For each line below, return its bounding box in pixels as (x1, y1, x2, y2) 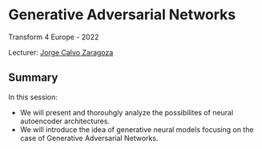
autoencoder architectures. (19, 116, 111, 126)
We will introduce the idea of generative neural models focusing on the (19, 124, 254, 134)
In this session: (8, 92, 58, 102)
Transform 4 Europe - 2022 (8, 32, 99, 42)
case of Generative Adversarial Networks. (19, 133, 159, 143)
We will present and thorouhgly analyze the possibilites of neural (19, 107, 234, 117)
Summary (8, 70, 58, 85)
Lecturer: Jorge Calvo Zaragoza (8, 47, 114, 57)
